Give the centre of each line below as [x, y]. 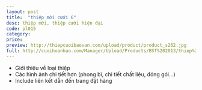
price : [14, 40]
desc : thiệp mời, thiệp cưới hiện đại [55, 23]
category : [19, 34]
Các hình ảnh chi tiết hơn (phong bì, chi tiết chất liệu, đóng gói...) [95, 74]
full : [13, 51]
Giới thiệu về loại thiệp [42, 68]
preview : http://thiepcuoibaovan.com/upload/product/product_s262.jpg [96, 46]
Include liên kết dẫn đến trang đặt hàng [63, 80]
